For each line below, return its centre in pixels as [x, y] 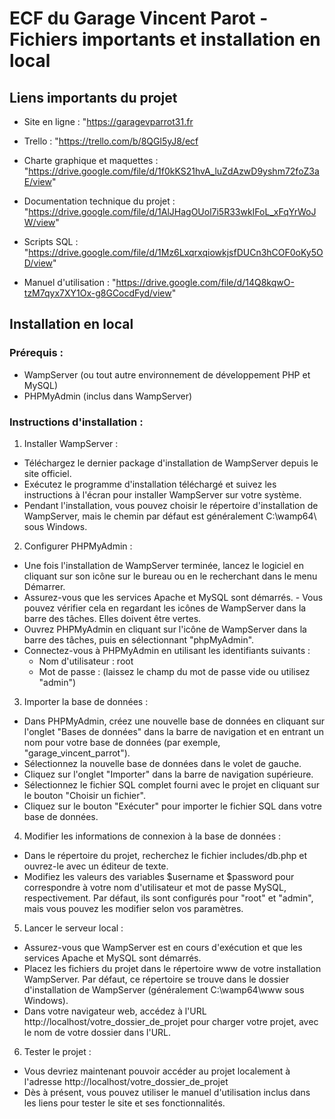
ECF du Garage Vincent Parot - [139, 18]
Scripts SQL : [51, 241]
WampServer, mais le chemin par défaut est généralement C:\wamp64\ [170, 516]
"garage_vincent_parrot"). [77, 753]
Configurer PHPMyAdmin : [78, 546]
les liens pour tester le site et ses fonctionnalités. [124, 1103]
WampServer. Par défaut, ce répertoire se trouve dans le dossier [156, 979]
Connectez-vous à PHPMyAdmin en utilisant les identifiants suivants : [167, 650]
